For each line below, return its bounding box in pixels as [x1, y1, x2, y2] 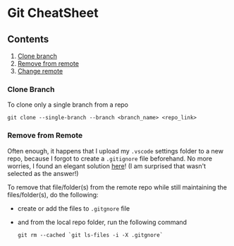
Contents [7, 33, 49, 45]
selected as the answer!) [7, 169, 79, 177]
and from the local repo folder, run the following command [17, 218, 187, 226]
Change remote [17, 67, 63, 75]
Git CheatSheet [7, 5, 99, 21]
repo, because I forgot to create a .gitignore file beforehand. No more [7, 154, 213, 163]
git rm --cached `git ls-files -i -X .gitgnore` [17, 231, 164, 238]
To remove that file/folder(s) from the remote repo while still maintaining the [7, 182, 228, 192]
